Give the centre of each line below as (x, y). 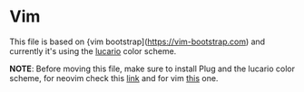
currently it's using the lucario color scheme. (93, 51)
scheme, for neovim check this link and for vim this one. (114, 78)
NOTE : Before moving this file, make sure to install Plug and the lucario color (152, 69)
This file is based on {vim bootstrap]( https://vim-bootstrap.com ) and (137, 41)
